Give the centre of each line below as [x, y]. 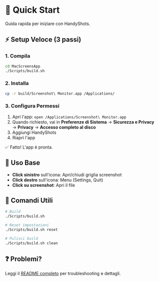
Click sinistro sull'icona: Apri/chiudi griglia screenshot [67, 175]
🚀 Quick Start [33, 10]
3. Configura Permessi [32, 106]
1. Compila [18, 56]
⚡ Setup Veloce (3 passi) [43, 39]
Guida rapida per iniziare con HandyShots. [48, 24]
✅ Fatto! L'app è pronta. [29, 147]
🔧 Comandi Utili [29, 201]
